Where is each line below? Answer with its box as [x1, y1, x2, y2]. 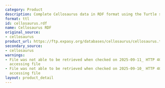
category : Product [5, 7, 43, 12]
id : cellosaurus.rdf [5, 21, 48, 26]
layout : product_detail [5, 75, 54, 80]
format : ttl [5, 16, 29, 21]
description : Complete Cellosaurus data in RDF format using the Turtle [5, 12, 157, 17]
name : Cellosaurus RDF [5, 25, 52, 30]
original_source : [5, 30, 41, 35]
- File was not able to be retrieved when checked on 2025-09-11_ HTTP [5, 57, 155, 62]
